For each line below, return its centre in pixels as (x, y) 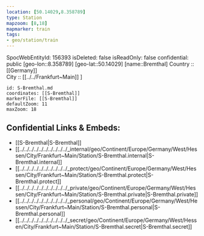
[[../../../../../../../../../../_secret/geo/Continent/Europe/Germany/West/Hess (106, 220)
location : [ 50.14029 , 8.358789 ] (46, 12)
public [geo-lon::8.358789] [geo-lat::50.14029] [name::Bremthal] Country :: (100, 64)
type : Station (24, 18)
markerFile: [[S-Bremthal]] (42, 99)
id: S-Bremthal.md (30, 88)
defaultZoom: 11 (27, 104)
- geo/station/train (33, 40)
